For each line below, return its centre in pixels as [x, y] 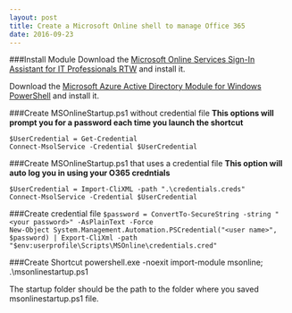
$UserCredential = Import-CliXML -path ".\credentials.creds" [127, 190]
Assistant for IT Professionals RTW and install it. [97, 69]
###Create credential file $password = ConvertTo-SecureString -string [140, 214]
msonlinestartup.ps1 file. [54, 299]
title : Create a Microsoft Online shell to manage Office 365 [127, 26]
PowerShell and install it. [54, 96]
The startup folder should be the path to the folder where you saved [134, 289]
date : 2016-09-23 [42, 34]
